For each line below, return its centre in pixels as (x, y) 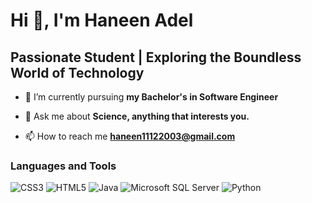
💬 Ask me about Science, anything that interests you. (137, 116)
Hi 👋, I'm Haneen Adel (102, 20)
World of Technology (77, 72)
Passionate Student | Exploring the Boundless (156, 57)
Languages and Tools (63, 166)
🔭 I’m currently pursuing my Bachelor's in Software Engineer (151, 97)
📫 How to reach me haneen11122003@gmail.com (130, 136)
